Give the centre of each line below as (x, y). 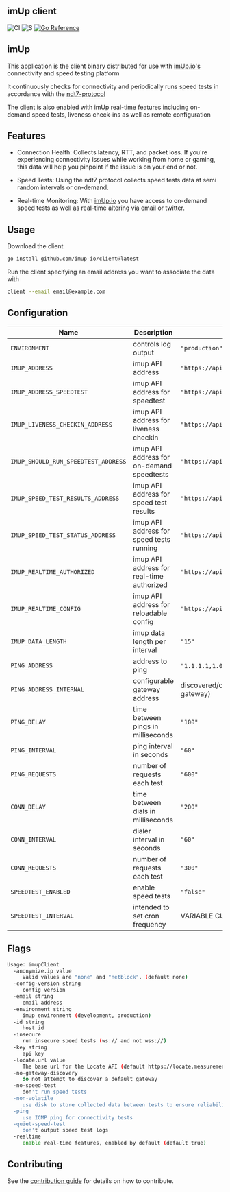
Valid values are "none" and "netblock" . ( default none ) (105, 977)
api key (33, 1053)
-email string (33, 997)
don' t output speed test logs (65, 1130)
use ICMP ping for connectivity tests (78, 1117)
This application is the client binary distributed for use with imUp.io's (104, 66)
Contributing (35, 1164)
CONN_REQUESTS (34, 868)
